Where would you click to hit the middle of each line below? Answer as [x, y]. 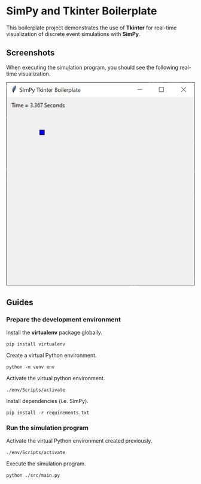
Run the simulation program [47, 428]
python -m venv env [31, 367]
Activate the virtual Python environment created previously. [79, 441]
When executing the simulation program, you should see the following [92, 67]
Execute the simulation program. [46, 464]
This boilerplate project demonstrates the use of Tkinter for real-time [92, 28]
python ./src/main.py [33, 476]
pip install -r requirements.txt [48, 413]
